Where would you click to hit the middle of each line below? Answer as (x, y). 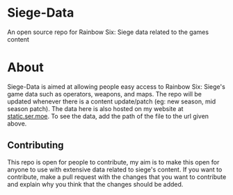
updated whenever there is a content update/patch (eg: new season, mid (112, 101)
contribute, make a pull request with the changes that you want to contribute (117, 177)
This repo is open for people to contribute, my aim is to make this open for (113, 162)
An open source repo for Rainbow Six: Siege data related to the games (108, 32)
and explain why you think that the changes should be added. (95, 184)
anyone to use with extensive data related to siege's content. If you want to (115, 169)
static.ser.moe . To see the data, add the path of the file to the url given (108, 116)
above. (17, 124)
